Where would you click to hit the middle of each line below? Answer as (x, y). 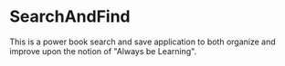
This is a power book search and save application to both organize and (142, 42)
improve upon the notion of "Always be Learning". (103, 51)
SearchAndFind (70, 17)
